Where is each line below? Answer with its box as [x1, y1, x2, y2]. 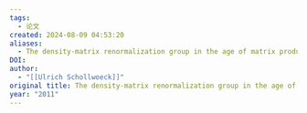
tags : [9, 13, 30, 23]
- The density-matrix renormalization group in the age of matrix [17, 47, 276, 56]
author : [9, 65, 39, 74]
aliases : [9, 38, 43, 48]
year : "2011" [9, 89, 59, 98]
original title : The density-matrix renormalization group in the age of [9, 81, 297, 90]
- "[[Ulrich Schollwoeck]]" [17, 73, 125, 82]
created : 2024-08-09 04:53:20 [9, 30, 125, 39]
